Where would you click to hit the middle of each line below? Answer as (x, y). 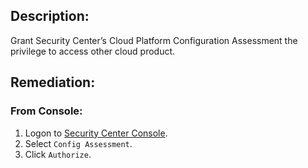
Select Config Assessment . (78, 143)
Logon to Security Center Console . (96, 133)
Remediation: (53, 82)
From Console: (46, 111)
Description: (50, 16)
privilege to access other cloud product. (93, 51)
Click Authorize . (58, 154)
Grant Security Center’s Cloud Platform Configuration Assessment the (154, 40)
